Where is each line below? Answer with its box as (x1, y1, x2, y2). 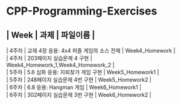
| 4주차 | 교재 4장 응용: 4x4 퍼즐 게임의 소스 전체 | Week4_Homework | (6, 47, 176, 54)
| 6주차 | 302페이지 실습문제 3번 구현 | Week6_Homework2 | (6, 91, 152, 98)
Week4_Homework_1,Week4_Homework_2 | (6, 62, 115, 68)
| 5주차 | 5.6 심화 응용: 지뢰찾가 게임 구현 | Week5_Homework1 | (6, 68, 159, 76)
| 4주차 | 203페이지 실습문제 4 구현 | (6, 54, 92, 62)
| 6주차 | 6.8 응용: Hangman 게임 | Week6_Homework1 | (6, 83, 142, 91)
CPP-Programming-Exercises (6, 4, 157, 18)
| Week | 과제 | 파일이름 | (6, 30, 95, 40)
